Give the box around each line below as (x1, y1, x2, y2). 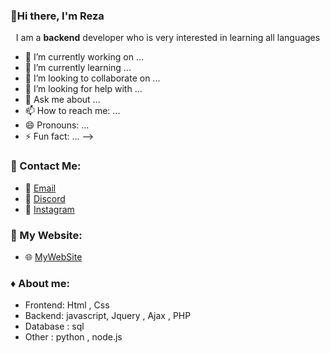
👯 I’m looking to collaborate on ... (24, 72, 161, 84)
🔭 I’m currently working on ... (24, 51, 144, 63)
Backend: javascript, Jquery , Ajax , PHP (24, 310, 192, 322)
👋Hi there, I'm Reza (10, 9, 105, 23)
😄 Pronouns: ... (24, 119, 90, 131)
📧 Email (24, 182, 57, 194)
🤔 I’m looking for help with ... (24, 83, 143, 95)
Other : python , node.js (24, 331, 123, 343)
